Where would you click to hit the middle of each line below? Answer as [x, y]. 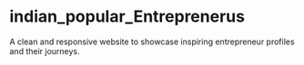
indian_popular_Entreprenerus [127, 17]
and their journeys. [45, 51]
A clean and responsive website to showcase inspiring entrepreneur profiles [152, 42]
